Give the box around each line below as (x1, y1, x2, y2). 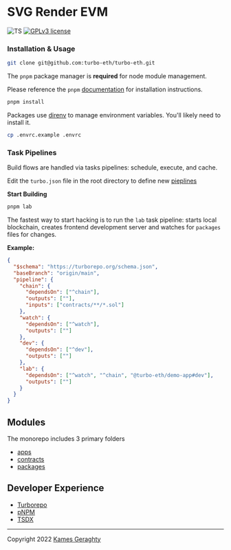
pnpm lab (7, 203, 32, 210)
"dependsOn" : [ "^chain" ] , (25, 289, 100, 296)
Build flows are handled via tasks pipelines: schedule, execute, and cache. (7, 163, 218, 172)
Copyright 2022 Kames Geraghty (7, 535, 101, 543)
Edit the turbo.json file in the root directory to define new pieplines (7, 176, 197, 185)
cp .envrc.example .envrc (7, 131, 81, 138)
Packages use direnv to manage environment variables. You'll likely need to (7, 111, 221, 119)
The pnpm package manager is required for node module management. (7, 72, 208, 80)
